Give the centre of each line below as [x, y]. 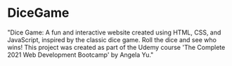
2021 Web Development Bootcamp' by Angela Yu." [80, 55]
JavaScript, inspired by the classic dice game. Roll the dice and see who [112, 39]
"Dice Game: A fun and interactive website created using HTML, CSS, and [114, 32]
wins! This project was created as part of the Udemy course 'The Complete [116, 47]
